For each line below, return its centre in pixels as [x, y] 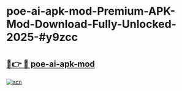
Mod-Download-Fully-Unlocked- [91, 24]
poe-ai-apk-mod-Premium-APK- [91, 11]
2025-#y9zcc [42, 37]
